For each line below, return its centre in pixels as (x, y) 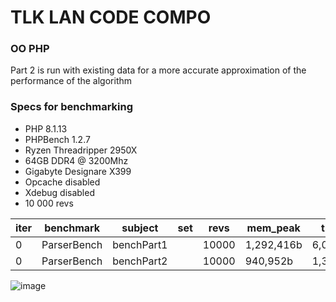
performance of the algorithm (71, 81)
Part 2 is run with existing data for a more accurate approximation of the (158, 70)
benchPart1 (140, 244)
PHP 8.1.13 (46, 128)
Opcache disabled (62, 182)
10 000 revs (49, 203)
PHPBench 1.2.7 (57, 139)
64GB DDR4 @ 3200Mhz (76, 160)
